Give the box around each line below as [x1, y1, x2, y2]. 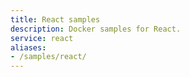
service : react [10, 33, 74, 43]
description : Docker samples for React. [10, 24, 182, 34]
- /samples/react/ [10, 52, 87, 62]
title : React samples [10, 14, 101, 25]
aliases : [10, 42, 47, 53]
